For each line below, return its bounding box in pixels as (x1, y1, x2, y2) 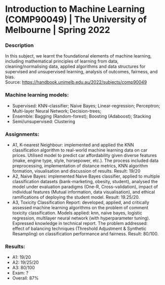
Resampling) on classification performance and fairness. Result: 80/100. (12, 231, 159, 237)
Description (5, 42, 34, 49)
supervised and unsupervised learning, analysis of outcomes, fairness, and (5, 69, 158, 75)
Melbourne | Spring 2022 (5, 25, 110, 35)
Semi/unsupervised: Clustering (12, 118, 75, 124)
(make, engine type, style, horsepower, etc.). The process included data (12, 158, 159, 163)
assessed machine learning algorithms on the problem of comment (12, 205, 149, 211)
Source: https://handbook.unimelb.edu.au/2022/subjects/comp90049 (5, 79, 147, 85)
